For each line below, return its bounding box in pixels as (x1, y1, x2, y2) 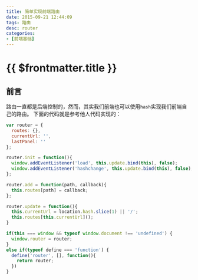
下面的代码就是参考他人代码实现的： (33, 110, 121, 117)
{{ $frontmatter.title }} (6, 61, 117, 75)
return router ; (16, 258, 54, 264)
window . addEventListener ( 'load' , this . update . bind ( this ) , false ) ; (11, 160, 178, 166)
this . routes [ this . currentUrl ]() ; (11, 215, 94, 220)
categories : (6, 31, 35, 37)
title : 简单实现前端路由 (6, 8, 60, 15)
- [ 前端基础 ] (6, 36, 35, 42)
